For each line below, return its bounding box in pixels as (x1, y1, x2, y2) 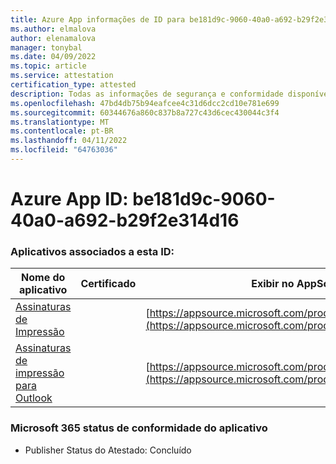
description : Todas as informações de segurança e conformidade (10, 89, 284, 99)
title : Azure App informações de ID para (10, 14, 186, 25)
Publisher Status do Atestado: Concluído (24, 444, 192, 456)
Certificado (80, 277, 137, 291)
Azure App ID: (10, 188, 129, 211)
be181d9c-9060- (132, 188, 276, 211)
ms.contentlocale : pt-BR (10, 126, 114, 136)
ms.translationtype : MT (10, 117, 110, 127)
